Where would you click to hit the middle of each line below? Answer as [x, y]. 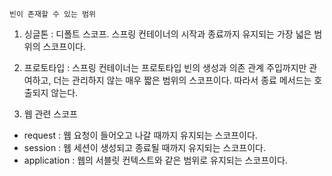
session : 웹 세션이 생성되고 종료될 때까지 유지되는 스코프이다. [144, 147]
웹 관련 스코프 [50, 114]
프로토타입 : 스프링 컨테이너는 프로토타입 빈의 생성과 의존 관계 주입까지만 [165, 67]
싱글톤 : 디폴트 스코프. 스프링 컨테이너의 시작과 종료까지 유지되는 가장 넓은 [167, 34]
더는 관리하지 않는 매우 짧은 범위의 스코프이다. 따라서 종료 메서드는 [182, 80]
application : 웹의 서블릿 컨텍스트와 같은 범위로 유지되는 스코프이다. [155, 160]
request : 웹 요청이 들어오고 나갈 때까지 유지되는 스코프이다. [140, 135]
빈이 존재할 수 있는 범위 [53, 14]
